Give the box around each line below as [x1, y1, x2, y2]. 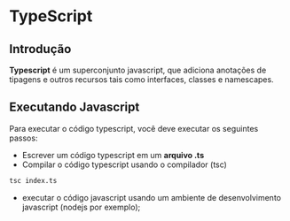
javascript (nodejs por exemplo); [21, 202, 141, 212]
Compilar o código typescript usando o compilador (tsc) [21, 159, 228, 170]
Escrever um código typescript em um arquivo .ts [21, 149, 205, 160]
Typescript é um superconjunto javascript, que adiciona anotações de [9, 65, 267, 75]
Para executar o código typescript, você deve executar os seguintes [9, 123, 259, 133]
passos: [9, 133, 38, 143]
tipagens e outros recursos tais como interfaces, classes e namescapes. [9, 74, 274, 85]
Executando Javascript [9, 100, 140, 115]
